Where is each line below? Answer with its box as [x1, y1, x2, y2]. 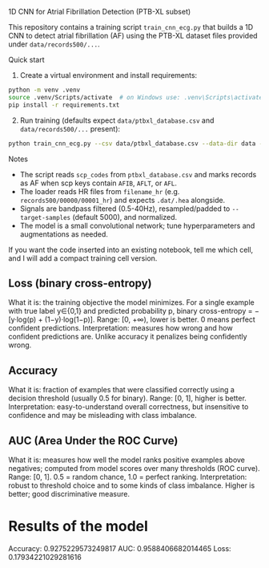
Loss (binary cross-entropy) [8, 276, 152, 290]
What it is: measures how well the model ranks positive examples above [8, 455, 246, 465]
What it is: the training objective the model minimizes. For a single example [8, 298, 255, 307]
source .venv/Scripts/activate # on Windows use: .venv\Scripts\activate [8, 93, 263, 101]
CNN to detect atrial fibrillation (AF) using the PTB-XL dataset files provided [8, 31, 258, 40]
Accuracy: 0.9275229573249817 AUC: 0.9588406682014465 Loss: [8, 543, 231, 553]
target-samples [19, 213, 71, 221]
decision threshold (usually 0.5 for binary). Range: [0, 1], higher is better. [8, 393, 247, 404]
